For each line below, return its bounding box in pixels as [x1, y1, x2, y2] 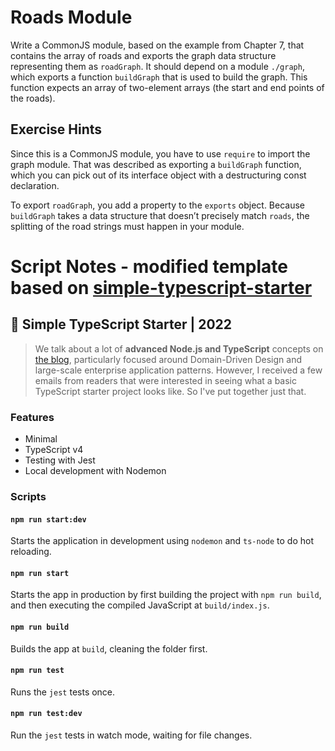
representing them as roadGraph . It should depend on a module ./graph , [10, 60, 305, 72]
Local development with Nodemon [24, 465, 167, 477]
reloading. [10, 546, 52, 558]
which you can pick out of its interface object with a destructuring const [10, 169, 307, 181]
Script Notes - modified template [10, 255, 288, 278]
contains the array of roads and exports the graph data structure [10, 49, 277, 61]
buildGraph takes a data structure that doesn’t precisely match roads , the [10, 209, 310, 221]
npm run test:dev [10, 709, 83, 719]
